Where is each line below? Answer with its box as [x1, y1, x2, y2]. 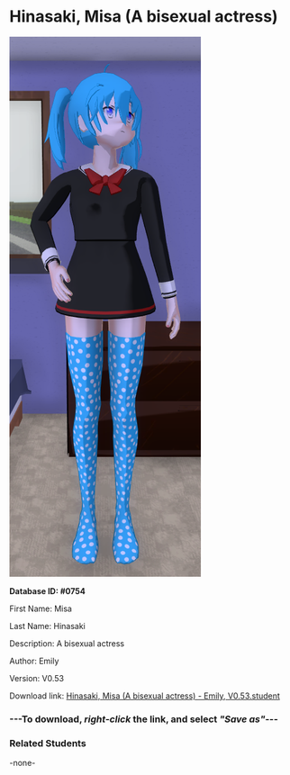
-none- [9, 758, 36, 769]
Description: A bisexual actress [9, 637, 124, 649]
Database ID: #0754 [9, 585, 86, 596]
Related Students [9, 736, 87, 749]
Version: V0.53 [9, 672, 65, 683]
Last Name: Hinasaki [9, 620, 86, 631]
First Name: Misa [9, 603, 72, 614]
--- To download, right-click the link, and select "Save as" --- [9, 713, 279, 725]
